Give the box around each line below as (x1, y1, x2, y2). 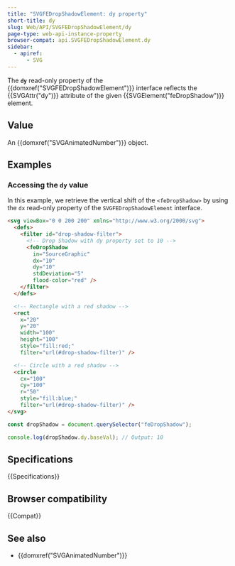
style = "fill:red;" (20, 342, 75, 349)
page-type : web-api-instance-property (7, 30, 122, 38)
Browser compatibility (7, 493, 108, 505)
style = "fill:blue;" (20, 395, 78, 402)
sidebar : (7, 43, 33, 50)
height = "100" (20, 336, 59, 343)
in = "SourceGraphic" (33, 250, 91, 258)
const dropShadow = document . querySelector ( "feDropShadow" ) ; (7, 420, 192, 428)
